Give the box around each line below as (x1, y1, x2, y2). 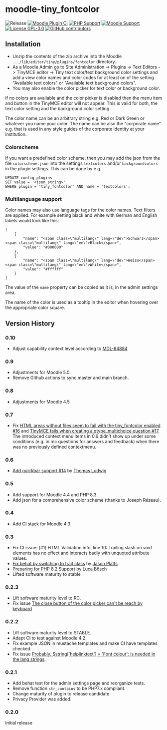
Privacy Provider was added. (12, 696, 72, 702)
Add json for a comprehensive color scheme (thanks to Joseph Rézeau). (12, 497, 161, 503)
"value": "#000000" (23, 245, 64, 250)
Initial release (5, 720, 32, 726)
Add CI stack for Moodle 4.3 (12, 521, 71, 527)
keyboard (12, 606, 32, 612)
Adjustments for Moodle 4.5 (12, 399, 70, 405)
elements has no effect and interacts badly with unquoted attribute (12, 550, 150, 556)
